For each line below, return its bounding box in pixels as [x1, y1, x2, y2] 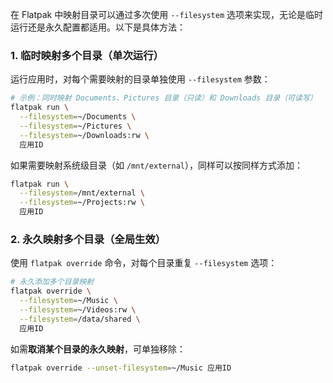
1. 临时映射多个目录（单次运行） [10, 48, 164, 62]
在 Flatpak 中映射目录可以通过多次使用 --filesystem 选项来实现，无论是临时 [10, 9, 324, 20]
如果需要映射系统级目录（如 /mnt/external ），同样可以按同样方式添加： [10, 159, 304, 171]
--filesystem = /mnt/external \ [19, 188, 145, 198]
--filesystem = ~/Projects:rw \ [19, 198, 145, 208]
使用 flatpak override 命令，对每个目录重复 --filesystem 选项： [10, 257, 278, 269]
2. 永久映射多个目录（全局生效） [10, 232, 167, 246]
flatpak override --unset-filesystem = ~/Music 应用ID [10, 363, 232, 373]
